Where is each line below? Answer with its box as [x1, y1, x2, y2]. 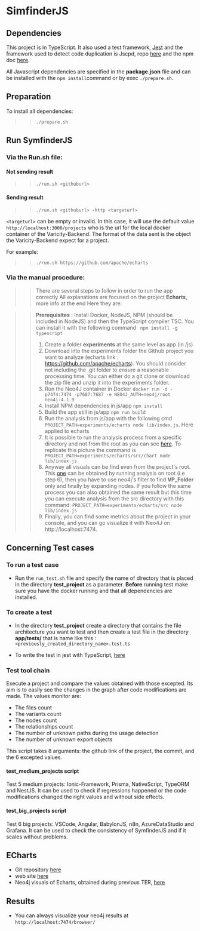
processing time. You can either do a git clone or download [44, 372, 190, 380]
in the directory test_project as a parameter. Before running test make [14, 580, 188, 588]
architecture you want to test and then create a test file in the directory [14, 628, 189, 635]
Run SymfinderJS [6, 136, 73, 146]
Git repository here [14, 866, 61, 873]
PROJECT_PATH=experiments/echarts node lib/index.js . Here [44, 421, 194, 428]
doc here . [6, 57, 30, 63]
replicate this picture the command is [44, 446, 136, 453]
